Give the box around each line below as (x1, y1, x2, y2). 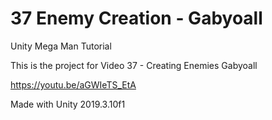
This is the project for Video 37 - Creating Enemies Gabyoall (10, 59, 258, 71)
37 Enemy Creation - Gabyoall (10, 7, 263, 30)
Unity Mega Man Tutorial (10, 40, 112, 52)
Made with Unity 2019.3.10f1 (10, 98, 126, 110)
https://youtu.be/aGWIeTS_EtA (10, 78, 137, 91)
